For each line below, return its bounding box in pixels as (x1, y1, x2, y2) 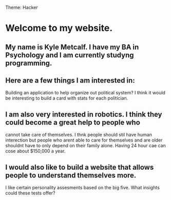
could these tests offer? (5, 190, 55, 196)
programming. (5, 58, 52, 67)
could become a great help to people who (5, 118, 140, 127)
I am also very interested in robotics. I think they (5, 110, 162, 118)
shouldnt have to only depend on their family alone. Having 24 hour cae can (5, 143, 166, 149)
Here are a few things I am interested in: (5, 76, 135, 85)
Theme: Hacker (5, 5, 38, 10)
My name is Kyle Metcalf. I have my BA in (5, 43, 139, 51)
